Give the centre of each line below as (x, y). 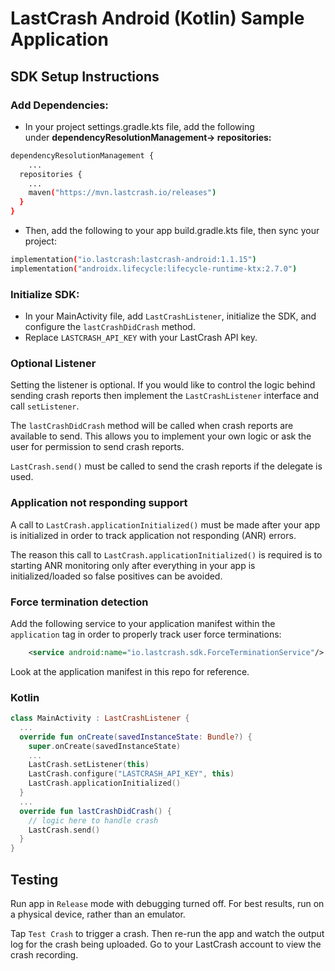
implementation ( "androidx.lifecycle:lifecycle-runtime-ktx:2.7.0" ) (154, 268)
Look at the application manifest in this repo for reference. (130, 671)
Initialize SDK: (45, 294)
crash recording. (44, 955)
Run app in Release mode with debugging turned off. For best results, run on (167, 904)
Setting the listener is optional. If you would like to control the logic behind (163, 385)
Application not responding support (99, 503)
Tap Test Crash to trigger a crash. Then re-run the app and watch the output (167, 934)
